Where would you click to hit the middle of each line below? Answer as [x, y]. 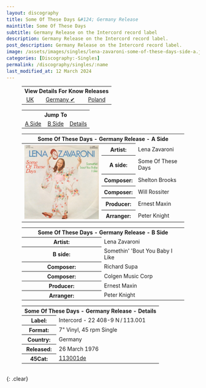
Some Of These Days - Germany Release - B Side [103, 232]
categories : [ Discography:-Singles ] [53, 58]
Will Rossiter [154, 192]
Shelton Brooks [157, 180]
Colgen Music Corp [128, 276]
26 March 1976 [79, 349]
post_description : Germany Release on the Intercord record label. [94, 45]
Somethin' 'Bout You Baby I [138, 251]
